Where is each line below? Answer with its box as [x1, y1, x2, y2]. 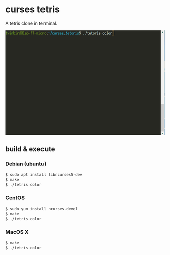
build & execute [5, 145, 55, 153]
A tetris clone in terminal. [5, 20, 57, 26]
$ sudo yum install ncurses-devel [5, 206, 78, 211]
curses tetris [5, 4, 60, 15]
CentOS [5, 194, 25, 201]
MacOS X [5, 228, 29, 235]
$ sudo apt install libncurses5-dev [5, 172, 82, 177]
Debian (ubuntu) [5, 160, 47, 167]
